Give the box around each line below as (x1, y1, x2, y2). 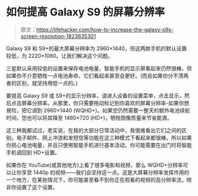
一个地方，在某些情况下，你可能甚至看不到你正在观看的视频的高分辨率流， (6, 176, 187, 183)
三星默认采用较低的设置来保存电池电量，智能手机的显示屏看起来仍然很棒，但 (6, 64, 192, 71)
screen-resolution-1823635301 (20, 32, 96, 40)
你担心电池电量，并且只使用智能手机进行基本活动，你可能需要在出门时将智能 (6, 141, 192, 148)
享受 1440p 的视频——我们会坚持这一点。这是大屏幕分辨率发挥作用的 (21, 169, 190, 176)
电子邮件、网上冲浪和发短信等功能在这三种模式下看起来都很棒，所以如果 (16, 134, 192, 141)
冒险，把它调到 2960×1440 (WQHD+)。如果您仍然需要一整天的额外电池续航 (6, 107, 190, 114)
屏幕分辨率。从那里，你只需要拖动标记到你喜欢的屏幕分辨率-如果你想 (21, 99, 190, 106)
